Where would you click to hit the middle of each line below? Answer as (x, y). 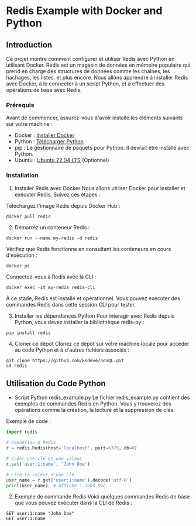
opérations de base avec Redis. (44, 90)
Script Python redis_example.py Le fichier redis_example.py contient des (102, 398)
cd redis (17, 366)
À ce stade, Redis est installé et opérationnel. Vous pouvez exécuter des (93, 298)
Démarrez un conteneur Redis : (52, 227)
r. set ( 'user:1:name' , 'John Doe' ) (48, 464)
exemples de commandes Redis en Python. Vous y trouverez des (93, 404)
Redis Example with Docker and (84, 11)
